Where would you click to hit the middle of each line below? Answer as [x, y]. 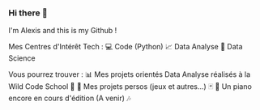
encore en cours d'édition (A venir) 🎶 [70, 98]
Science [22, 58]
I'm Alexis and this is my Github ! [63, 31]
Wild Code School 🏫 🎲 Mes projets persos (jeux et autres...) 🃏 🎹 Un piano [130, 87]
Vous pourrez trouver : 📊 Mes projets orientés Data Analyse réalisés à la [130, 74]
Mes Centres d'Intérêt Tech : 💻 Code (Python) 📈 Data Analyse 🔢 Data [126, 47]
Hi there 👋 [28, 13]
